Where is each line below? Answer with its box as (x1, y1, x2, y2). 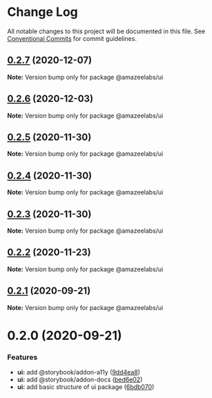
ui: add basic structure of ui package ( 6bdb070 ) (17, 383, 155, 391)
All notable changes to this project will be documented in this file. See (7, 27, 206, 35)
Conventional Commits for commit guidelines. (7, 34, 137, 42)
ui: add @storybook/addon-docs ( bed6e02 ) (17, 375, 143, 384)
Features (7, 352, 38, 362)
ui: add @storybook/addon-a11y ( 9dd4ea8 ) (17, 368, 140, 377)
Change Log (7, 4, 78, 20)
